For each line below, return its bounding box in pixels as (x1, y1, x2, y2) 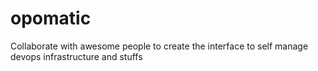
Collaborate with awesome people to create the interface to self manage (10, 40, 309, 52)
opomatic (10, 7, 92, 30)
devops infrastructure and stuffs (10, 50, 143, 62)
